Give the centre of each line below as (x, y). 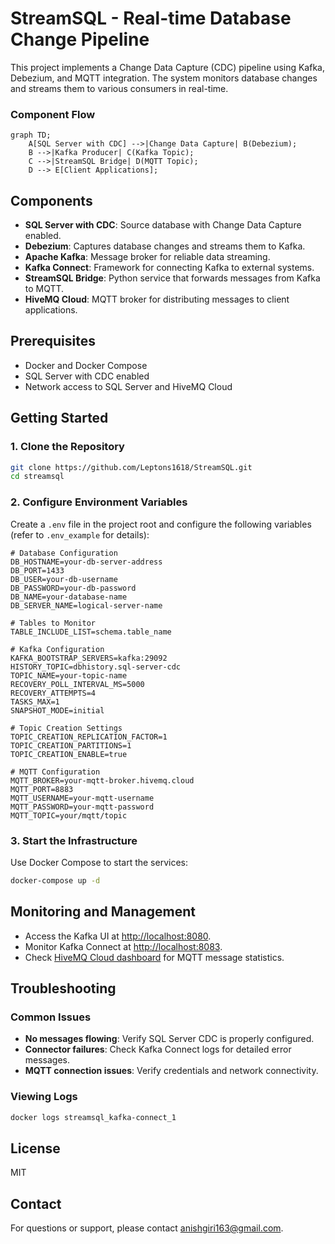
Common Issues (51, 1017)
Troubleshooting (63, 988)
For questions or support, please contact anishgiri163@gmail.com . (147, 1228)
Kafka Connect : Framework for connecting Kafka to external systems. (169, 268)
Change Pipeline (80, 39)
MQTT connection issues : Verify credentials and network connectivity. (171, 1071)
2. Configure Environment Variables (99, 502)
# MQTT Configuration (55, 772)
